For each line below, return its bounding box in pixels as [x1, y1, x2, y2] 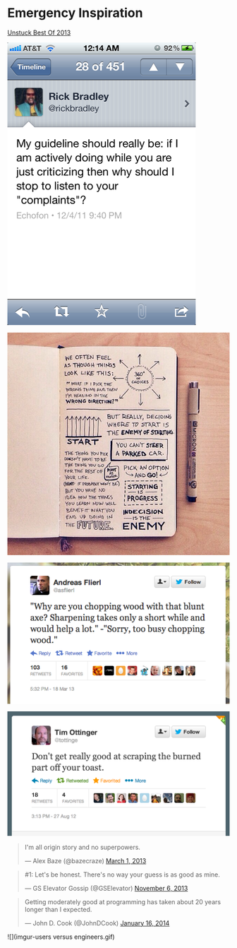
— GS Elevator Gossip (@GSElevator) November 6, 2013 [24, 884, 188, 892]
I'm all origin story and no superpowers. [24, 843, 141, 851]
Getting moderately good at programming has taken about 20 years [24, 897, 221, 906]
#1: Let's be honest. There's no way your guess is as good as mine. [24, 870, 221, 879]
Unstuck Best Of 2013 [7, 28, 71, 37]
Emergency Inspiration [7, 5, 143, 21]
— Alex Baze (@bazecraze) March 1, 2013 [24, 856, 147, 865]
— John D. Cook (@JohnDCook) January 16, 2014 [24, 918, 170, 927]
